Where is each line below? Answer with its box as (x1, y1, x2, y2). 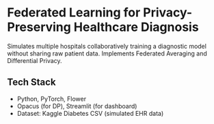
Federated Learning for (7, 5, 141, 21)
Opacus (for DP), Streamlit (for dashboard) (16, 101, 137, 110)
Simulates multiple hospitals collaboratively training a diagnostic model (7, 42, 207, 50)
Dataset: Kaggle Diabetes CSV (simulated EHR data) (16, 109, 164, 117)
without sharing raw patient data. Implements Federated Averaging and (7, 49, 207, 58)
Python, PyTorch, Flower (16, 95, 87, 103)
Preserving (7, 19, 72, 35)
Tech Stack (7, 77, 56, 88)
